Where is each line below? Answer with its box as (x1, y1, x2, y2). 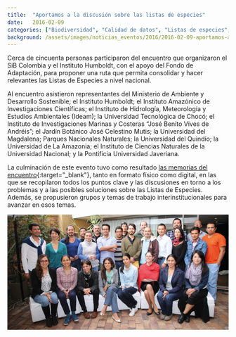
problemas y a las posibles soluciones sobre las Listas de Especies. (7, 186, 203, 194)
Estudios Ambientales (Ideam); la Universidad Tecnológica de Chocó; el (7, 113, 215, 121)
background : (7, 34, 42, 41)
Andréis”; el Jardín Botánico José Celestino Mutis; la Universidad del (7, 127, 206, 136)
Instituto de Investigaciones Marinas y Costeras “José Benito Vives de (7, 120, 209, 128)
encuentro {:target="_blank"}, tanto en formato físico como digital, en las (7, 171, 216, 179)
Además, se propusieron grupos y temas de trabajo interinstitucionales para (7, 193, 227, 202)
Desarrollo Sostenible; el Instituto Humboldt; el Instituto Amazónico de (7, 97, 211, 106)
